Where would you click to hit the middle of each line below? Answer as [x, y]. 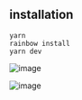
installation [41, 15]
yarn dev [26, 51]
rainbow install [40, 43]
